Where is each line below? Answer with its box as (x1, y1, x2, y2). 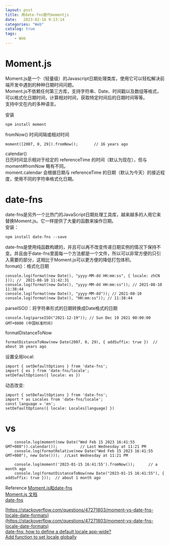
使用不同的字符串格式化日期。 (14, 175, 77, 181)
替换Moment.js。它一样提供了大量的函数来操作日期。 (5, 218, 117, 224)
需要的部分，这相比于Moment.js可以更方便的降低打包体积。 (9, 256, 134, 263)
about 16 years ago (5, 344, 47, 349)
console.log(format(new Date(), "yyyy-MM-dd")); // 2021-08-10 (5, 291, 142, 296)
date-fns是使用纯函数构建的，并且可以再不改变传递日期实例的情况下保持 (5, 244, 157, 250)
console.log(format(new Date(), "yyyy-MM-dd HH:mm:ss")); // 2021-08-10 (5, 282, 162, 287)
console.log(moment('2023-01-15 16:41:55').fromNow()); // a (14, 462, 158, 467)
